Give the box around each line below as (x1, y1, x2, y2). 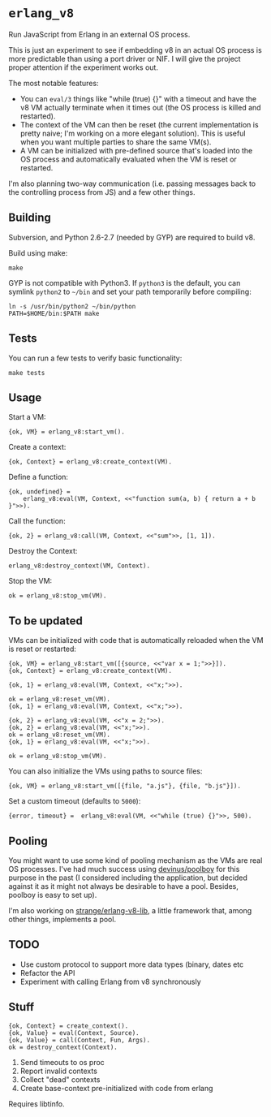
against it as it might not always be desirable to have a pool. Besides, (8, 882, 239, 891)
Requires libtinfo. (8, 1098, 65, 1109)
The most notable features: (8, 78, 99, 88)
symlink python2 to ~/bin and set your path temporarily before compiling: (8, 287, 252, 296)
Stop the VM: (8, 576, 53, 586)
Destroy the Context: (8, 546, 78, 556)
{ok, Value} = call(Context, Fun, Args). (8, 1036, 151, 1044)
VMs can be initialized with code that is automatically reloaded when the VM (8, 636, 264, 645)
